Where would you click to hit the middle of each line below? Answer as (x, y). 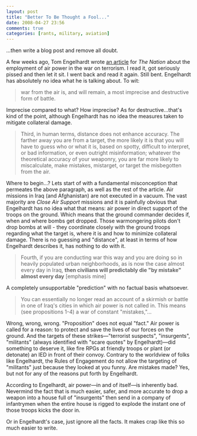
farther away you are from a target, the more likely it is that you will (102, 140)
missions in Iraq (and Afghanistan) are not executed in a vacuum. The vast (97, 196)
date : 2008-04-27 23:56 (35, 22)
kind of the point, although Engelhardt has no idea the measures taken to (95, 117)
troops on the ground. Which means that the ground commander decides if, (98, 215)
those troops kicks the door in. (43, 410)
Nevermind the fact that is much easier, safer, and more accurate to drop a (97, 392)
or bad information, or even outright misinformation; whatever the (100, 153)
